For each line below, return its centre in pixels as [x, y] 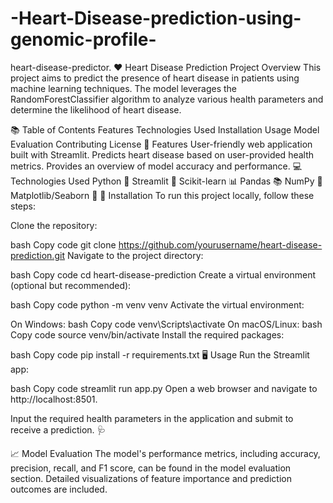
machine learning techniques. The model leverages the [123, 88]
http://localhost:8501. [54, 399]
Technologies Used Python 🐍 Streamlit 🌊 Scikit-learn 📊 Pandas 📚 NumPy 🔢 [166, 181]
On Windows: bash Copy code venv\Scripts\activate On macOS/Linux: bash [166, 324]
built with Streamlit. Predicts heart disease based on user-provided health [162, 154]
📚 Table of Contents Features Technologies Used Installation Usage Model [165, 129]
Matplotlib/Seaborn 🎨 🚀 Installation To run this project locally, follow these [162, 195]
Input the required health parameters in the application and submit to [152, 418]
